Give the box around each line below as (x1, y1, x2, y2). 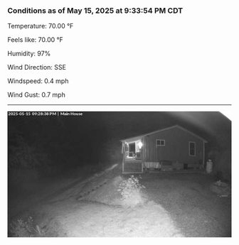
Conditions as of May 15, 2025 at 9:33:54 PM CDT (7, 6, 184, 16)
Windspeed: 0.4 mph (7, 77, 69, 85)
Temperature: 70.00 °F (7, 22, 74, 31)
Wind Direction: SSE (7, 63, 66, 72)
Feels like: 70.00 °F (7, 36, 64, 44)
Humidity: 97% (7, 49, 51, 58)
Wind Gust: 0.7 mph (7, 91, 65, 99)
